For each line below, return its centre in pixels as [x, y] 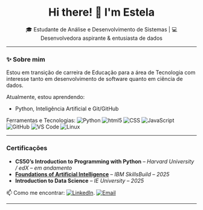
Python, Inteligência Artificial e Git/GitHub [67, 109]
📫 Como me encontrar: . [51, 192]
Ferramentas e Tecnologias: [41, 121]
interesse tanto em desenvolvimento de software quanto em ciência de [95, 79]
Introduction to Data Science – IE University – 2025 [79, 180]
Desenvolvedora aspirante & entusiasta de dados [101, 38]
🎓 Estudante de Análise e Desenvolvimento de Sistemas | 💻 [101, 29]
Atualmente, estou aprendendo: [46, 97]
